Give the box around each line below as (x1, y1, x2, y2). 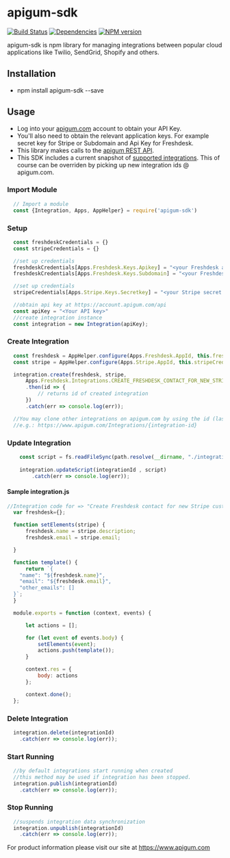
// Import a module (13, 200, 69, 207)
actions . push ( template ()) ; (37, 647, 115, 654)
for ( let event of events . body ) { (25, 634, 125, 641)
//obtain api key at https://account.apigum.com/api (13, 302, 167, 309)
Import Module (7, 185, 57, 195)
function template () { (13, 559, 78, 566)
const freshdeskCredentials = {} (13, 239, 109, 246)
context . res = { (25, 666, 72, 673)
